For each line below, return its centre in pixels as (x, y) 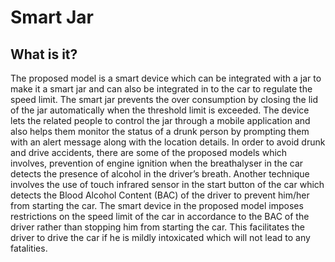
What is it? (44, 54)
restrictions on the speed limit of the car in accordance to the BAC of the (160, 216)
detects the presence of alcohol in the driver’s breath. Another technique (160, 174)
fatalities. (29, 248)
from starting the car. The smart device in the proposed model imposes (157, 205)
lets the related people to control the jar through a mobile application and (160, 120)
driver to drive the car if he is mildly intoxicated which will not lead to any (160, 237)
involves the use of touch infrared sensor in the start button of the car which (167, 184)
